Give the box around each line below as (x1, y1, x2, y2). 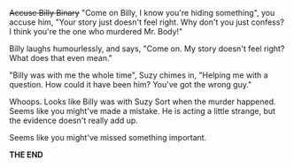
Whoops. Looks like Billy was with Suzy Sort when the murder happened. (9, 96, 276, 107)
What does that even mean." (9, 53, 113, 63)
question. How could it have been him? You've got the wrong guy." (9, 80, 252, 89)
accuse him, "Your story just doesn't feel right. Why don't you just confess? (9, 17, 285, 27)
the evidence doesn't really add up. (9, 115, 139, 125)
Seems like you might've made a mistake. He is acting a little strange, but (9, 106, 276, 116)
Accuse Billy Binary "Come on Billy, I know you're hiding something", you (9, 8, 275, 18)
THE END (9, 149, 43, 160)
